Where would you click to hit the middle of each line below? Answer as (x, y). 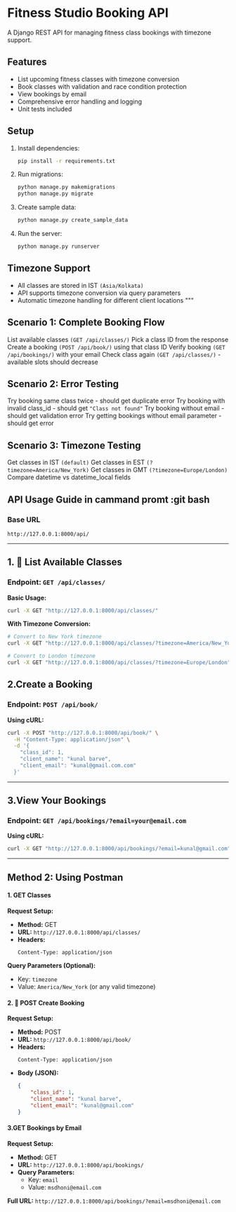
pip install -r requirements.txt (66, 161)
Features (27, 62)
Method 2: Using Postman (65, 877)
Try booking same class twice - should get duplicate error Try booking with (116, 401)
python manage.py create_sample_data (73, 220)
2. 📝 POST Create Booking (46, 1003)
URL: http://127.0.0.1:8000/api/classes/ (79, 932)
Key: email (43, 1180)
